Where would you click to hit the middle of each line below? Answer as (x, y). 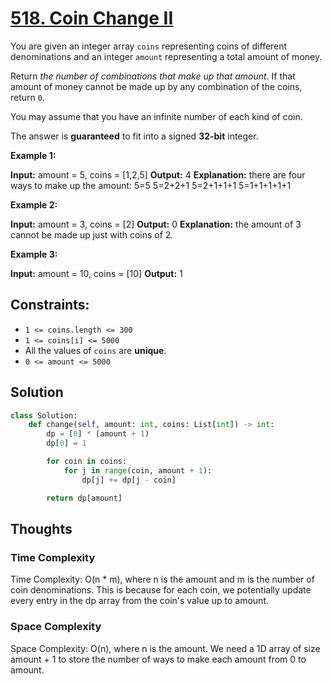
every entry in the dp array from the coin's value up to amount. (139, 601)
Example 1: (33, 155)
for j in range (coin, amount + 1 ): (138, 470)
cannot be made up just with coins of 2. (92, 234)
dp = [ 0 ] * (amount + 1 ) (98, 434)
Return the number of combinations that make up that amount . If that (153, 76)
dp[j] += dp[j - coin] (129, 480)
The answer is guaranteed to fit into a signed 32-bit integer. (134, 136)
